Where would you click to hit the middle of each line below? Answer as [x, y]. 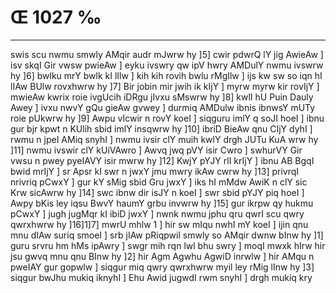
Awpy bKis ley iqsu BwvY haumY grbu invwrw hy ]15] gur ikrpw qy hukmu [162, 203]
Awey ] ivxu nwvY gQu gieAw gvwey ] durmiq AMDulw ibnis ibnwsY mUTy [163, 107]
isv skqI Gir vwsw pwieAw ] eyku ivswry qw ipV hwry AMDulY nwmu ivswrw [167, 65]
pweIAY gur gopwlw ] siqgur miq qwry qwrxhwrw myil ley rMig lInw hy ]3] [162, 267]
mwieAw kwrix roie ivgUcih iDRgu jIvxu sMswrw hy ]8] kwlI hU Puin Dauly [162, 97]
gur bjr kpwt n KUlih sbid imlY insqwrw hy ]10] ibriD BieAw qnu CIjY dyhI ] [161, 128]
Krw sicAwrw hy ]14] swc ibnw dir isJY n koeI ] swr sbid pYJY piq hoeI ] [157, 192]
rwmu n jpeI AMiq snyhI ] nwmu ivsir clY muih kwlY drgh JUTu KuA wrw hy [164, 139]
